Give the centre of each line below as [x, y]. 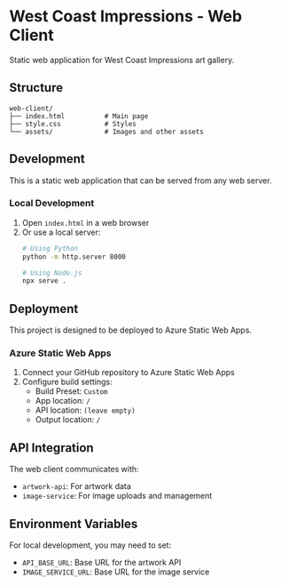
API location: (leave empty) [85, 410]
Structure [36, 88]
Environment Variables [74, 523]
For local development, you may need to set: [90, 545]
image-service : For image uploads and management [117, 496]
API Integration [52, 448]
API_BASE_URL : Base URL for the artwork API [101, 563]
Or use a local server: [61, 232]
